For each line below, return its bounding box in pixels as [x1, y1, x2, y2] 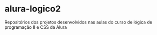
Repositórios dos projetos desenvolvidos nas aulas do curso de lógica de [4, 19, 153, 25]
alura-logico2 [4, 3, 61, 14]
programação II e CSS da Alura [4, 24, 67, 30]
